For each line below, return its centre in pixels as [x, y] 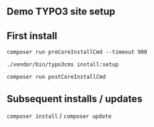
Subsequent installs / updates [75, 99]
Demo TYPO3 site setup [61, 12]
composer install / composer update [59, 116]
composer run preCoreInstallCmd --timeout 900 [77, 53]
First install [32, 36]
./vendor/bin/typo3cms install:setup [63, 65]
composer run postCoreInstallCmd [56, 77]
